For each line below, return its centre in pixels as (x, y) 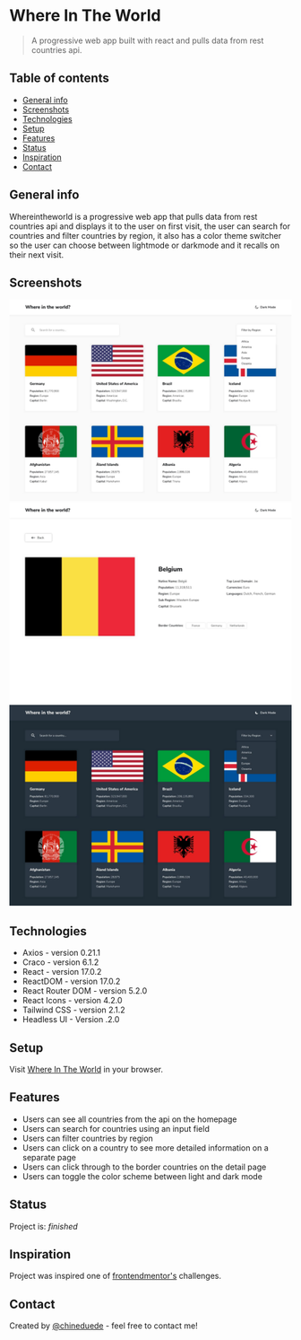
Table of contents (59, 79)
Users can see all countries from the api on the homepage (129, 1119)
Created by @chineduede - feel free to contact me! (104, 1326)
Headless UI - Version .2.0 (71, 1020)
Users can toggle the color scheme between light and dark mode (142, 1176)
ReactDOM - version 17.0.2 (71, 981)
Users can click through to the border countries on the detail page (144, 1167)
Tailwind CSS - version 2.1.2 (73, 1010)
